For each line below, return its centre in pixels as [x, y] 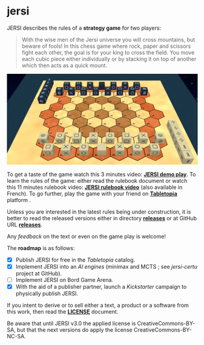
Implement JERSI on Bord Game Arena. [64, 280]
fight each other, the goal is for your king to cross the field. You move [108, 52]
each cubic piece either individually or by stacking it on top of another [109, 59]
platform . [19, 200]
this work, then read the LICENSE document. [63, 311]
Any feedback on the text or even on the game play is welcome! [86, 236]
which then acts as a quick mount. [64, 65]
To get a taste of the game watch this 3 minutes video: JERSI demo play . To [101, 174]
